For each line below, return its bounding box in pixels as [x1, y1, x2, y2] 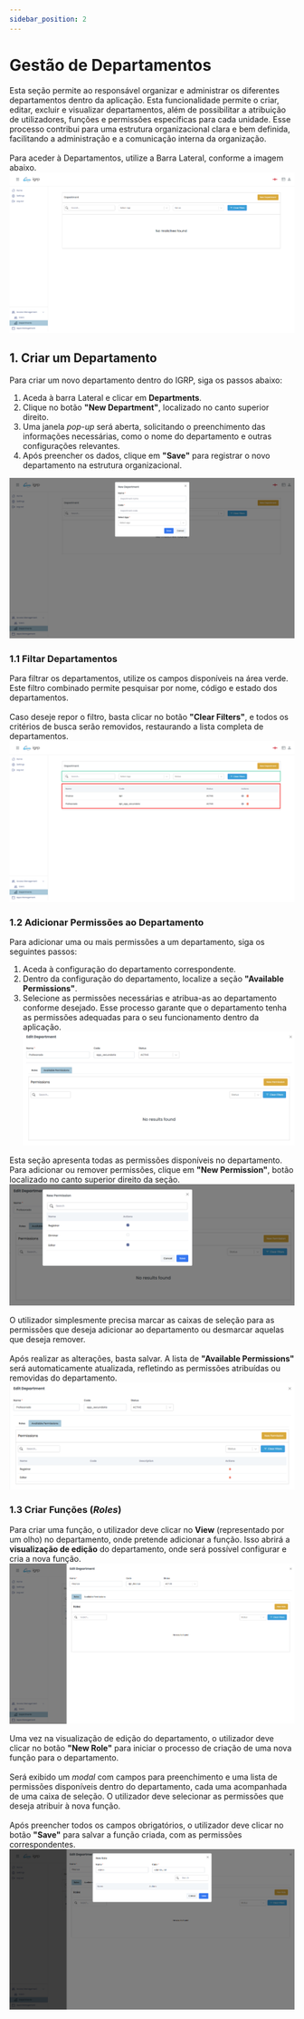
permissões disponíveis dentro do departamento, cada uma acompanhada [9, 1780, 288, 1791]
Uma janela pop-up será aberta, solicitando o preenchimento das [22, 421, 266, 432]
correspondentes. [9, 1839, 76, 1849]
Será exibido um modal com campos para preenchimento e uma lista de [9, 1771, 278, 1782]
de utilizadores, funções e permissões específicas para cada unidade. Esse [9, 113, 291, 124]
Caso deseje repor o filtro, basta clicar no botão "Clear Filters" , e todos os [9, 712, 290, 723]
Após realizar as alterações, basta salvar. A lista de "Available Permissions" [9, 1352, 295, 1364]
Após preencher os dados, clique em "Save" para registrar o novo [22, 450, 271, 461]
